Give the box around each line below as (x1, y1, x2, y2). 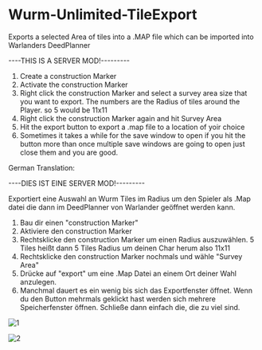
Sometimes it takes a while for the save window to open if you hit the (19, 130, 246, 140)
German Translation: (8, 163, 76, 172)
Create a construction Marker (19, 71, 117, 81)
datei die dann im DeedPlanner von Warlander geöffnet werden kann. (8, 202, 236, 212)
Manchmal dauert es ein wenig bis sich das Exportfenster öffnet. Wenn (19, 285, 253, 295)
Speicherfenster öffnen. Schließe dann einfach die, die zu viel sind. (19, 302, 240, 312)
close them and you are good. (19, 147, 119, 157)
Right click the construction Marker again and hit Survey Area (19, 113, 222, 123)
